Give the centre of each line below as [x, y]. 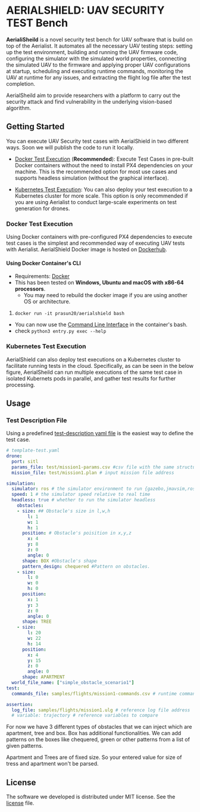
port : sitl [25, 461]
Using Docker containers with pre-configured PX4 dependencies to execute [99, 237]
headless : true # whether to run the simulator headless [84, 500]
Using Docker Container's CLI [44, 263]
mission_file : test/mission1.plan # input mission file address [93, 473]
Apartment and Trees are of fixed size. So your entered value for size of [94, 757]
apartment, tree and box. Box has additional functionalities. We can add [94, 733]
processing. [21, 385]
